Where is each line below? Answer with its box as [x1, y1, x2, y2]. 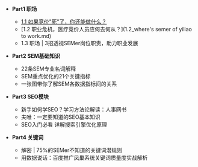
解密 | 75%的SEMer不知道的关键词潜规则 [20, 147, 122, 154]
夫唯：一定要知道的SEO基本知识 [20, 113, 101, 121]
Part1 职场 [11, 5, 37, 12]
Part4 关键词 [11, 134, 44, 140]
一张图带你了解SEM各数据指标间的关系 [20, 80, 117, 87]
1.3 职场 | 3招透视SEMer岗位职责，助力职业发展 [20, 40, 138, 46]
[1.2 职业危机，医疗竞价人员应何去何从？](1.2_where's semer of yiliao [20, 26, 193, 33]
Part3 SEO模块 [11, 93, 49, 100]
